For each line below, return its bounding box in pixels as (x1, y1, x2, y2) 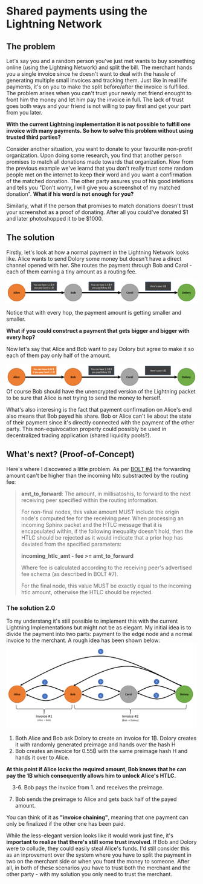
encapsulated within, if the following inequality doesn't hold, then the (21, 527, 193, 535)
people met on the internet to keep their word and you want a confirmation (6, 171, 192, 178)
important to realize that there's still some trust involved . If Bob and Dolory (6, 838, 197, 845)
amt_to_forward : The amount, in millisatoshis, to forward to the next (21, 490, 192, 497)
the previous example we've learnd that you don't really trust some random (6, 165, 193, 172)
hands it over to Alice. (14, 754, 69, 761)
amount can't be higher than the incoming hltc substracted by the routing (6, 472, 188, 479)
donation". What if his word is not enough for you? (6, 190, 134, 198)
